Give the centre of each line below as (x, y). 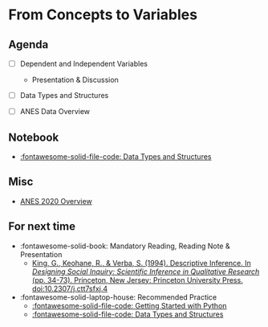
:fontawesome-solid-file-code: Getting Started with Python (129, 305)
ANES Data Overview (55, 112)
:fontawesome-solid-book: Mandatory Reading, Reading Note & (125, 246)
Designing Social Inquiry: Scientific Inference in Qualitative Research (146, 272)
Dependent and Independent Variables (84, 63)
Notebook (34, 137)
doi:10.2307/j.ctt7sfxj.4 (70, 288)
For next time (42, 227)
